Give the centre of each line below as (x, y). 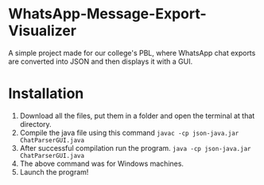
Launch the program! (54, 171)
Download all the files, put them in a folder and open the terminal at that (137, 116)
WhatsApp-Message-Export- (107, 14)
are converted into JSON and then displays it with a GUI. (101, 61)
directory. (35, 124)
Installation (46, 94)
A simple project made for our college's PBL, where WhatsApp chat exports (132, 53)
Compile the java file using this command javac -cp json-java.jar (129, 132)
